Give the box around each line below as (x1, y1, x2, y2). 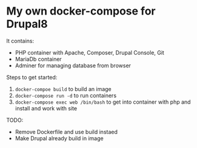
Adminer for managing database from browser (15, 62, 132, 69)
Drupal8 (6, 17, 48, 31)
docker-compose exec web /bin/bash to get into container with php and (15, 98, 191, 106)
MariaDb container (15, 55, 62, 62)
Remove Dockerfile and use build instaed (15, 128, 118, 135)
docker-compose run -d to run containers (15, 92, 117, 99)
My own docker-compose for (6, 4, 156, 18)
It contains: (6, 37, 35, 44)
